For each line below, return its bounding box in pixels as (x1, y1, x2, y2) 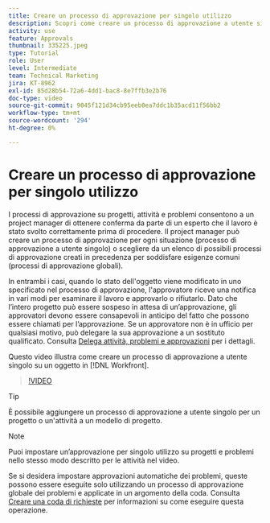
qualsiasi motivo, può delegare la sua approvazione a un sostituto (8, 327, 225, 337)
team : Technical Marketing (8, 72, 99, 80)
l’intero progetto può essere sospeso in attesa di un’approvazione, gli (8, 302, 237, 311)
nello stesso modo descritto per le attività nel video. (8, 455, 180, 465)
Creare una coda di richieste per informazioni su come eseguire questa (8, 496, 244, 506)
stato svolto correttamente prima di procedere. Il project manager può (8, 226, 239, 236)
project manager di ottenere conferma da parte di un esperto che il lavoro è (8, 218, 259, 228)
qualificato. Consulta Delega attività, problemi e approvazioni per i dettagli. (8, 336, 256, 346)
